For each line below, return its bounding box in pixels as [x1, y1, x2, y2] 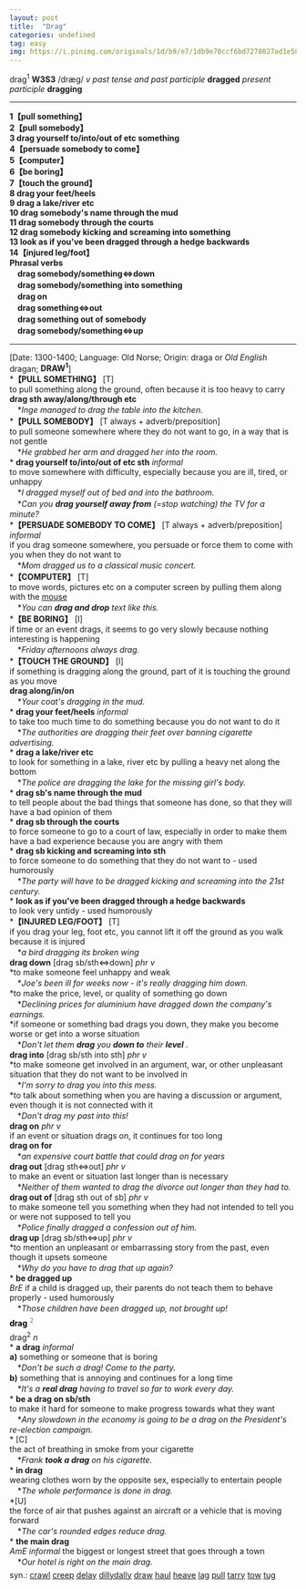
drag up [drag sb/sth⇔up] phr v [9, 1233, 133, 1243]
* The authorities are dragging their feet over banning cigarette [16, 727, 253, 738]
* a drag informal [9, 1341, 75, 1352]
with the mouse [9, 592, 68, 603]
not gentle [9, 436, 48, 447]
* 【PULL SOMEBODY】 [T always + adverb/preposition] [9, 416, 221, 427]
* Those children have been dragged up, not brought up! [16, 1303, 228, 1314]
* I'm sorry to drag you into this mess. [16, 1079, 158, 1090]
